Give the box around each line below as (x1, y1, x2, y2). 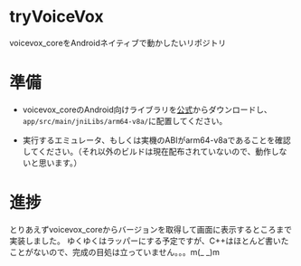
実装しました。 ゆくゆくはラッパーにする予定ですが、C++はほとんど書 (9, 235, 274, 246)
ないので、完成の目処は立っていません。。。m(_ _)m (33, 246, 220, 257)
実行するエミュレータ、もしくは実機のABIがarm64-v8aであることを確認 (22, 134, 291, 146)
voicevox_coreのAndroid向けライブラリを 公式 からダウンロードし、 (22, 104, 268, 115)
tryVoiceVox (9, 6, 104, 27)
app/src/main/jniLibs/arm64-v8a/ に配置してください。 (22, 115, 228, 126)
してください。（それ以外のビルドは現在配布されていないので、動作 (22, 146, 271, 157)
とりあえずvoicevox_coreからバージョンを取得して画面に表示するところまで (9, 223, 292, 234)
